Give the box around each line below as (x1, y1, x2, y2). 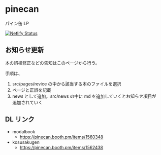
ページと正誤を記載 (12, 87, 52, 93)
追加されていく (12, 99, 43, 105)
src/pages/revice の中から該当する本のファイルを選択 (12, 80, 122, 87)
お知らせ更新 (5, 46, 44, 54)
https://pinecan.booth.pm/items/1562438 (19, 144, 103, 150)
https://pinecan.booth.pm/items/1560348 (19, 134, 103, 140)
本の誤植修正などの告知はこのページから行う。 (5, 60, 100, 66)
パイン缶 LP (5, 20, 29, 26)
